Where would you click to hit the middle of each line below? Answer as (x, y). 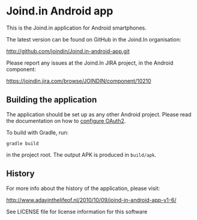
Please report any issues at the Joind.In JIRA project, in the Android (90, 63)
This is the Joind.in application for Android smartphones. (77, 28)
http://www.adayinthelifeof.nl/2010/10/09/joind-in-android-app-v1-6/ (91, 200)
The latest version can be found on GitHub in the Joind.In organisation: (94, 39)
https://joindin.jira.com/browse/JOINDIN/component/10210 (79, 81)
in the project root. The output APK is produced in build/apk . (81, 154)
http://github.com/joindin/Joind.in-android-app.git (68, 51)
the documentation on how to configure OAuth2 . (66, 121)
